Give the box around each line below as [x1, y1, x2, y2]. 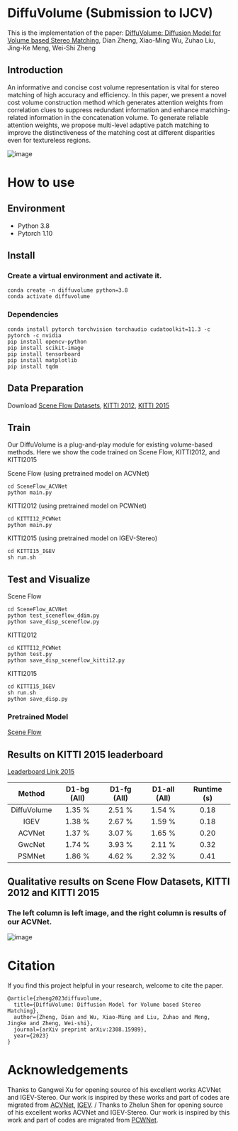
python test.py [7, 651, 52, 658]
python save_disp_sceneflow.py [7, 618, 100, 625]
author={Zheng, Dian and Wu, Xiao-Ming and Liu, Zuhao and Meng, [13, 1013, 211, 1020]
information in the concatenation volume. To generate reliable [29, 113, 209, 121]
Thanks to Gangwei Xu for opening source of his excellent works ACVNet [7, 1085, 222, 1094]
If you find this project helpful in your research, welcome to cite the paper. [7, 981, 224, 990]
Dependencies [7, 310, 59, 319]
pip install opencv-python [7, 338, 87, 345]
